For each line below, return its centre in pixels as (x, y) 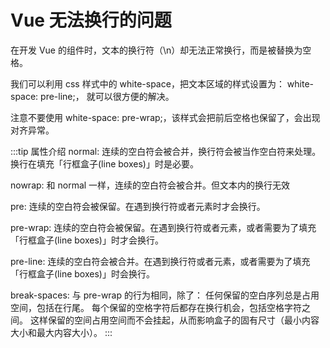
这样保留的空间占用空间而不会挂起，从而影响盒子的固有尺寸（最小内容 (174, 320)
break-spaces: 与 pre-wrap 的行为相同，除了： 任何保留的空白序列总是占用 (165, 295)
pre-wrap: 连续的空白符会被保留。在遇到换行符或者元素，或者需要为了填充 (163, 227)
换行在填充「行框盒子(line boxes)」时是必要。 (104, 163)
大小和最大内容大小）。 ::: (61, 332)
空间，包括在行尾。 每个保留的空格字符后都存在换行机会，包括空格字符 (156, 307)
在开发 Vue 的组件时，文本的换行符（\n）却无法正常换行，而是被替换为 (156, 50)
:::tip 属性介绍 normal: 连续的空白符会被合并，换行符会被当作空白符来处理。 (166, 151)
